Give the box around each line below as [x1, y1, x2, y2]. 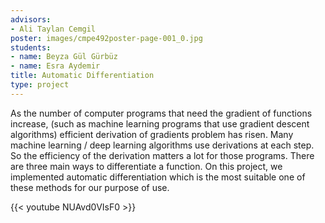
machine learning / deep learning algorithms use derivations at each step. [10, 139, 315, 151]
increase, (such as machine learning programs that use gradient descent [10, 117, 310, 130]
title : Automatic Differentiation [10, 71, 155, 81]
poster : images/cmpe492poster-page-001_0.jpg [10, 33, 203, 43]
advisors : [10, 14, 52, 25]
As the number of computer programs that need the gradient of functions [10, 107, 313, 119]
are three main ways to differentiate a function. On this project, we [10, 160, 283, 172]
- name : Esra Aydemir [10, 61, 101, 71]
